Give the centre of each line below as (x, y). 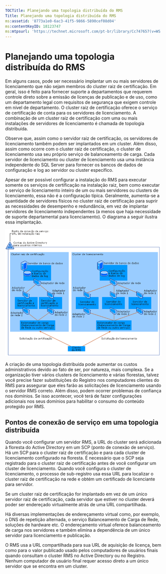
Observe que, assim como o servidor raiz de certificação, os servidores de (82, 138)
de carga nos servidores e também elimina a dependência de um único (78, 530)
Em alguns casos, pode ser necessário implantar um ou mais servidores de (82, 81)
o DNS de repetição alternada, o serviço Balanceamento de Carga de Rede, (82, 520)
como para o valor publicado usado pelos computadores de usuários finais (82, 551)
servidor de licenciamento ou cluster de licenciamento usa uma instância (80, 160)
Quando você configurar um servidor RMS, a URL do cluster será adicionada (83, 442)
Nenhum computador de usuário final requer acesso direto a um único (77, 561)
